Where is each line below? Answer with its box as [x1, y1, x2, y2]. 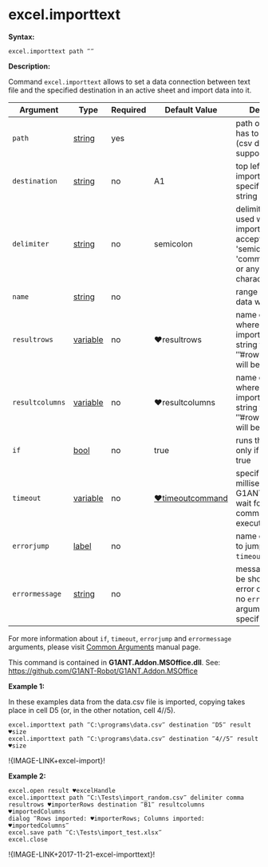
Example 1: [8, 681, 45, 691]
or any [235, 263, 260, 274]
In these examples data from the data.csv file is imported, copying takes [8, 696, 246, 707]
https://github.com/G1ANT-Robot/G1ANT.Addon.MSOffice [8, 666, 198, 676]
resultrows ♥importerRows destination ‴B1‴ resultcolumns [8, 800, 205, 809]
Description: [8, 61, 50, 71]
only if [235, 444, 259, 455]
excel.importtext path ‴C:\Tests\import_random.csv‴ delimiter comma [8, 794, 245, 802]
